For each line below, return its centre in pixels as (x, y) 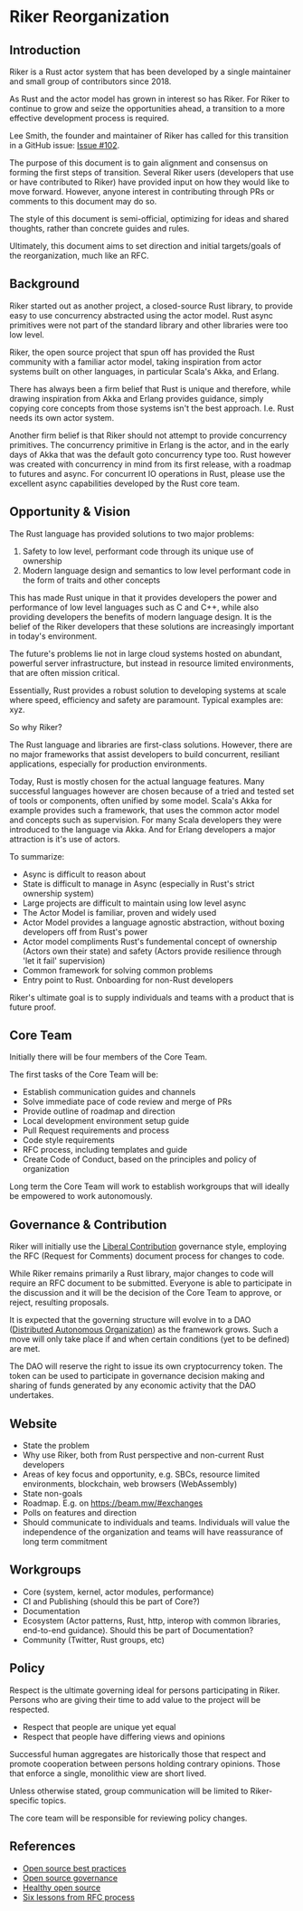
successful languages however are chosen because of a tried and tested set (152, 791)
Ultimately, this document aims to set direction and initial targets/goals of (146, 246)
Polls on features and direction (80, 1513)
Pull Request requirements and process (96, 1131)
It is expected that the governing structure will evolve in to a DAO (130, 1320)
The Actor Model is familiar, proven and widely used (119, 912)
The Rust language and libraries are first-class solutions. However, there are (151, 745)
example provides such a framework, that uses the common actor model (145, 810)
